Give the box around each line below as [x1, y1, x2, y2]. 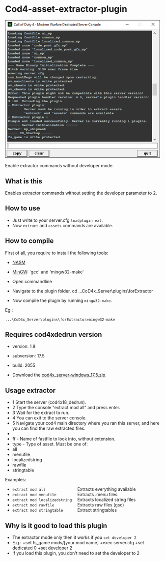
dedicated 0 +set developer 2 [12, 545, 73, 551]
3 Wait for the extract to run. [12, 410, 70, 416]
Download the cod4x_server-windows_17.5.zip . [12, 372, 107, 378]
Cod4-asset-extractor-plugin [5, 3, 128, 15]
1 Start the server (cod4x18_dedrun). [12, 399, 86, 405]
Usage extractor [5, 386, 56, 394]
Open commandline [12, 278, 53, 284]
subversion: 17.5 [12, 353, 45, 359]
